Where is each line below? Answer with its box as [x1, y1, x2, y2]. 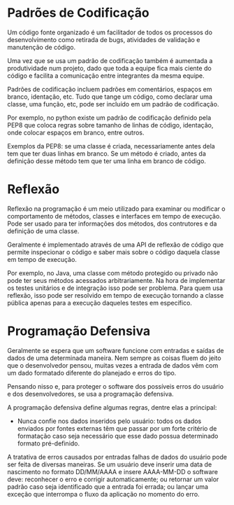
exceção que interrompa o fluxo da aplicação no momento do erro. [7, 490, 200, 498]
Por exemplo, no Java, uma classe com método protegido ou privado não [7, 268, 219, 277]
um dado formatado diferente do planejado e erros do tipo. [7, 368, 177, 377]
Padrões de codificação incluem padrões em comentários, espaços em [7, 85, 212, 93]
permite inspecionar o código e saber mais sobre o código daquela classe [7, 247, 220, 256]
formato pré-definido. [17, 439, 80, 448]
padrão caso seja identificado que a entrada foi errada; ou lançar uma [7, 482, 208, 491]
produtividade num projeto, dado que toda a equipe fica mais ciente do [7, 64, 212, 72]
